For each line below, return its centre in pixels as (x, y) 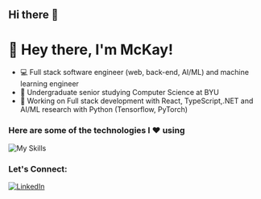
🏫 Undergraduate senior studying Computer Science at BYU (120, 93)
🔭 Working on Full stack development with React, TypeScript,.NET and (137, 101)
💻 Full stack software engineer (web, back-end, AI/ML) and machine (135, 73)
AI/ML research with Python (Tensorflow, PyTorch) (104, 110)
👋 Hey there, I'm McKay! (91, 50)
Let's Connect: (38, 168)
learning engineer (49, 84)
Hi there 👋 (33, 15)
